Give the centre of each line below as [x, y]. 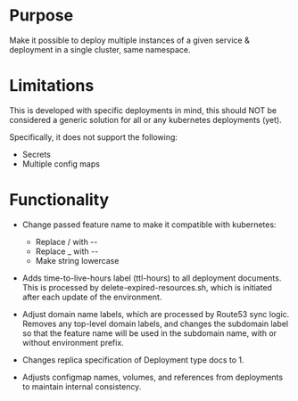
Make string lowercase [77, 260]
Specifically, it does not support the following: [94, 137]
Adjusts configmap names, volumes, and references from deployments [153, 377]
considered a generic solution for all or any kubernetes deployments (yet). [146, 119]
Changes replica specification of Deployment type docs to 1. [133, 360]
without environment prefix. [73, 342]
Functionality [59, 200]
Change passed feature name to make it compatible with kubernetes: [149, 225]
